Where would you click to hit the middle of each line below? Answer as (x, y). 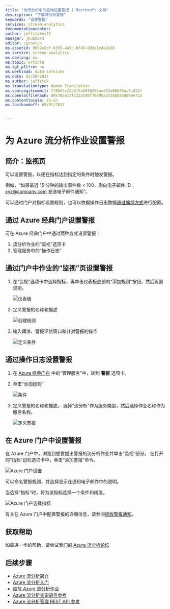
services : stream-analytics (35, 24)
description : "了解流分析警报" (36, 15)
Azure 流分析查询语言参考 (40, 595)
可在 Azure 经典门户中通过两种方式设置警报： (53, 233)
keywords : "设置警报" (27, 19)
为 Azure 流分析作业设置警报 (65, 141)
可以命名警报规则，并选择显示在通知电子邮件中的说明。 (63, 482)
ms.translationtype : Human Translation (48, 86)
